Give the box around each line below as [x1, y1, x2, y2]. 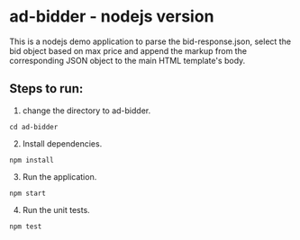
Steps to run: [9, 81, 84, 96]
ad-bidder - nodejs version [9, 6, 214, 27]
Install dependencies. [22, 138, 103, 149]
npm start [9, 189, 47, 198]
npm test [9, 222, 42, 231]
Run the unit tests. [22, 204, 90, 215]
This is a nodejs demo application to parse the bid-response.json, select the [9, 36, 291, 47]
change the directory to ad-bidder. [22, 105, 151, 116]
